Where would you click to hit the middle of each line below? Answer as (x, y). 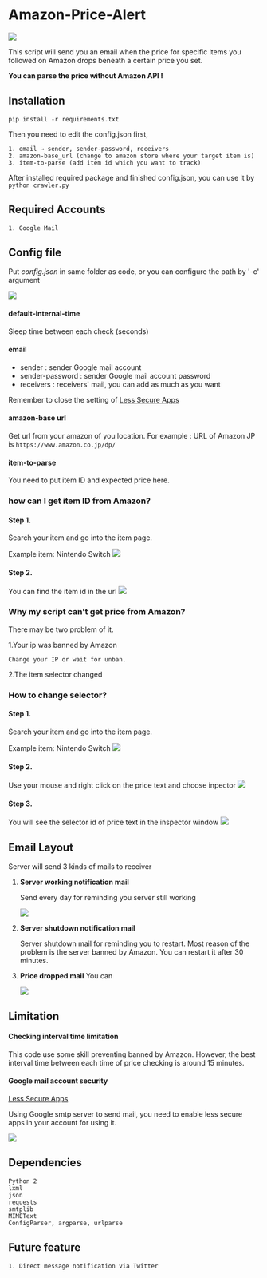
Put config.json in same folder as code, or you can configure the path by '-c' (134, 272)
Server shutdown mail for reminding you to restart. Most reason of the (135, 943)
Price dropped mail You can (66, 976)
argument (24, 280)
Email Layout (41, 847)
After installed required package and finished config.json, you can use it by (132, 177)
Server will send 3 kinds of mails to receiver (80, 867)
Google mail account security (58, 1081)
